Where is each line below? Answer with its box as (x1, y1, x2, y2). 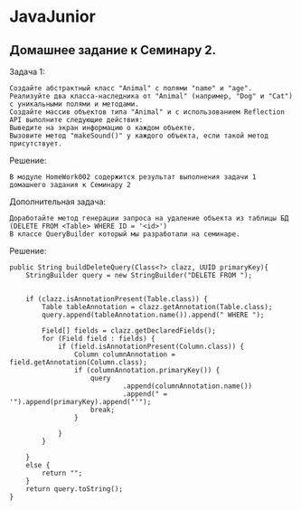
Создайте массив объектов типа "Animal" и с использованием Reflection (9, 108, 285, 117)
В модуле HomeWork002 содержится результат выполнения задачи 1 (9, 173, 257, 182)
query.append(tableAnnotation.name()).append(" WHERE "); (42, 310, 265, 319)
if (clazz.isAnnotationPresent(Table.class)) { (25, 295, 208, 304)
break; (89, 405, 116, 414)
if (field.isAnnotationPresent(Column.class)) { (57, 342, 245, 351)
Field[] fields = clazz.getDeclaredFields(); (42, 326, 217, 335)
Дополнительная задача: (9, 196, 107, 207)
